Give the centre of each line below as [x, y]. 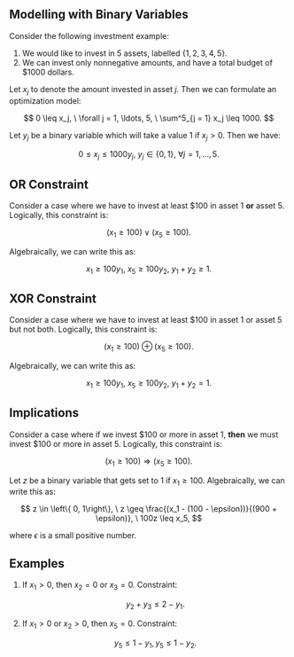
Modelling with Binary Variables [99, 15]
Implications [44, 413]
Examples [37, 563]
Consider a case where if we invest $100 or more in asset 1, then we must [144, 434]
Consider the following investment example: [89, 35]
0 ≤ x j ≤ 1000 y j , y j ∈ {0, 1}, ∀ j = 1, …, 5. [149, 156]
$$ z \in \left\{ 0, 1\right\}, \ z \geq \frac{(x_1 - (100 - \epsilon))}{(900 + [149, 509]
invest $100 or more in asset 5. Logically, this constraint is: [116, 443]
